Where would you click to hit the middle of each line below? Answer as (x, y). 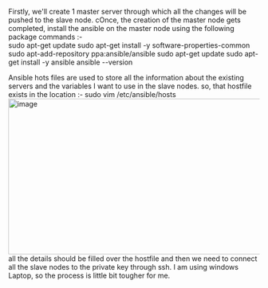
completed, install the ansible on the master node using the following (121, 28)
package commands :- (45, 37)
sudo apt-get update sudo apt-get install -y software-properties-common (129, 45)
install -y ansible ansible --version (77, 62)
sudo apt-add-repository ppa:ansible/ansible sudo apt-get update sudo (126, 54)
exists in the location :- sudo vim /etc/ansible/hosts (93, 94)
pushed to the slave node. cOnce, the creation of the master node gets (124, 20)
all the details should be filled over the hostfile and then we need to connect (133, 259)
